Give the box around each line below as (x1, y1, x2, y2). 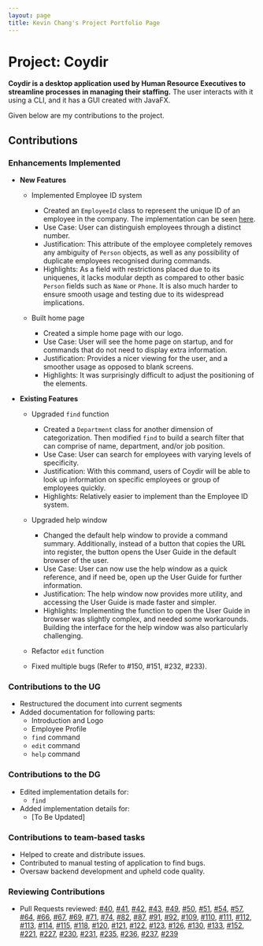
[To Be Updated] (31, 812, 85, 821)
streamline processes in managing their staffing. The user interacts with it (8, 88, 254, 97)
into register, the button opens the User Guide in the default (43, 547, 237, 557)
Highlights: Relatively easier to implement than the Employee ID (43, 492, 249, 501)
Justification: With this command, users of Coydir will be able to (43, 467, 250, 476)
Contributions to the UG (8, 681, 101, 692)
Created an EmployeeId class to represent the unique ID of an (43, 206, 240, 215)
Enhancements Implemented (8, 157, 120, 168)
